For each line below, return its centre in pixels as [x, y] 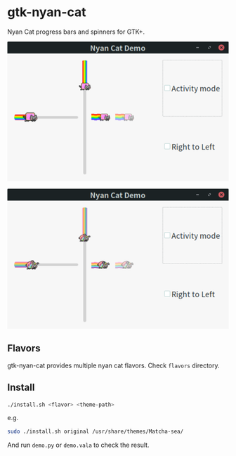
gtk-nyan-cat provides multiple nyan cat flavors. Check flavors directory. [113, 365]
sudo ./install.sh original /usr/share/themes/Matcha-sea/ [96, 432]
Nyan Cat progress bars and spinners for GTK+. [76, 32]
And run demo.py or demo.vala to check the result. [78, 445]
